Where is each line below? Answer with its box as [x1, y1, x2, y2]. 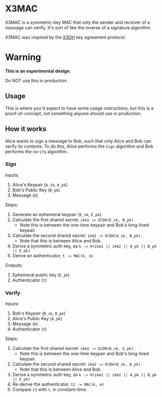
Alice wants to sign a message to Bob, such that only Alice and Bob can [5, 138, 152, 144]
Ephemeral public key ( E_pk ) [12, 272, 70, 278]
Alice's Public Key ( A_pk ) [12, 316, 62, 322]
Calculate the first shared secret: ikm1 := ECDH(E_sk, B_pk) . [12, 217, 135, 223]
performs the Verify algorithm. [5, 148, 68, 154]
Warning [5, 52, 41, 63]
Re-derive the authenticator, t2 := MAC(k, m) [12, 381, 105, 387]
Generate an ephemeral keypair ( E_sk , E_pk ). [12, 211, 103, 217]
